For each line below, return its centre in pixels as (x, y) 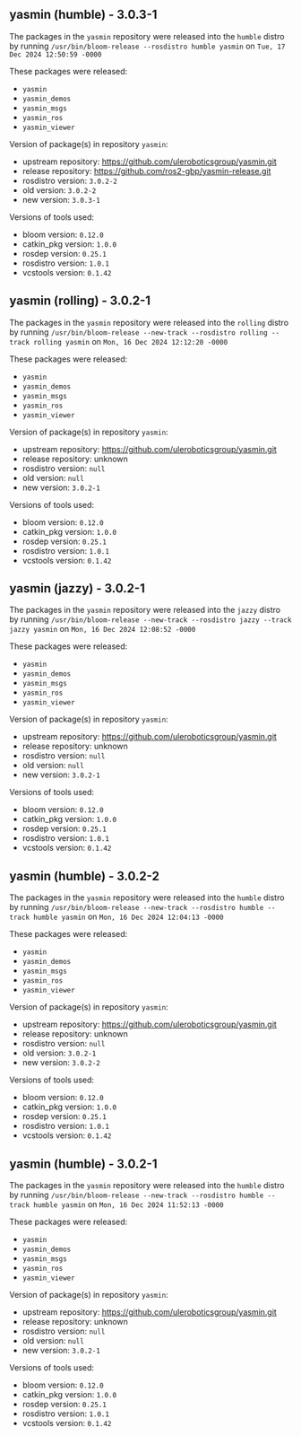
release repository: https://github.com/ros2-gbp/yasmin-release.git (146, 171)
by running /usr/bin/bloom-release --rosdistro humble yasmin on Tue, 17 (147, 46)
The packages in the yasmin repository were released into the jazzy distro (145, 610)
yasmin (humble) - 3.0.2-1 (83, 1164)
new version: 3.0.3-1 (61, 199)
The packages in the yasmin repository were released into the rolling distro (149, 322)
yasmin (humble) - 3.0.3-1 (83, 15)
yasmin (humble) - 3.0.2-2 (84, 876)
